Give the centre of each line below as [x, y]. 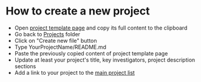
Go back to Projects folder [47, 34]
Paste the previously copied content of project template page [91, 53]
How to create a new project [78, 11]
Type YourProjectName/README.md [60, 47]
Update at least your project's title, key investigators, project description [105, 60]
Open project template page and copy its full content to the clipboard [101, 28]
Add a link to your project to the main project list [74, 72]
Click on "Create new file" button [56, 40]
